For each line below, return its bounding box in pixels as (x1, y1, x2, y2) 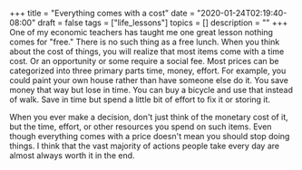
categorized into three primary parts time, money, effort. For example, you (9, 65, 287, 76)
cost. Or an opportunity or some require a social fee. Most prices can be (9, 56, 279, 66)
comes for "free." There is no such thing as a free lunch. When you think (9, 36, 280, 47)
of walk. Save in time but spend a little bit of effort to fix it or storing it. (9, 94, 270, 105)
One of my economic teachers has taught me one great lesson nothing (9, 27, 274, 37)
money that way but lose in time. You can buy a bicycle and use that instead (9, 85, 293, 95)
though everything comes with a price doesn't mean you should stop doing (9, 131, 290, 141)
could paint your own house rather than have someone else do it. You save (9, 75, 288, 85)
